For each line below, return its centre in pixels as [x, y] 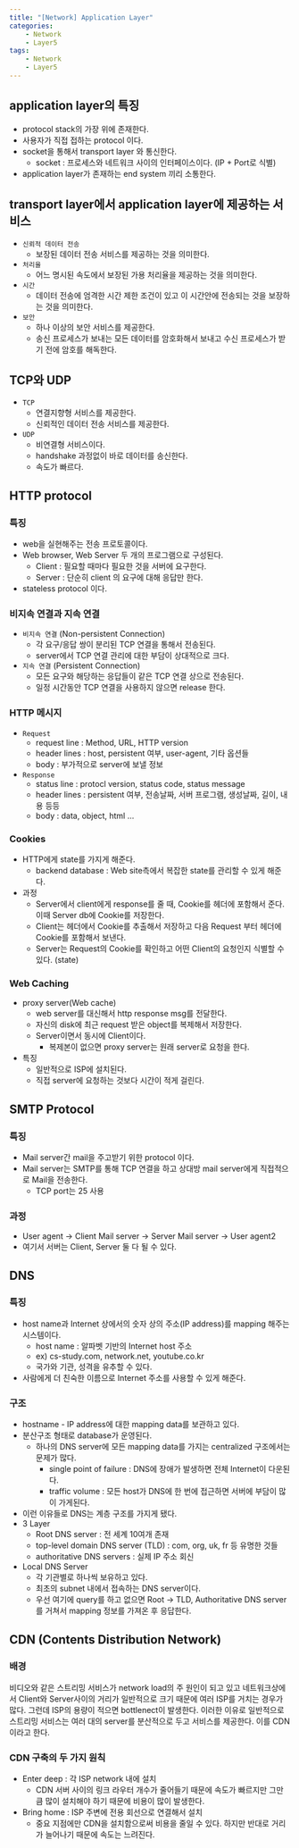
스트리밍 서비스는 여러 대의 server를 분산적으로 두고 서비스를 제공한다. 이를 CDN [149, 1721]
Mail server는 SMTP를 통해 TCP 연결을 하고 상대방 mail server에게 [140, 1168]
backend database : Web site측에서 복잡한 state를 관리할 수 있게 [150, 870]
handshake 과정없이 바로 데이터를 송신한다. [112, 456]
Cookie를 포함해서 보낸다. [81, 937]
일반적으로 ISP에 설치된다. [81, 1069]
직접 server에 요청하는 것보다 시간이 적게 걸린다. [120, 1081]
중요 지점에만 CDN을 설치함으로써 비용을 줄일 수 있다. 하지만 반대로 [152, 1824]
